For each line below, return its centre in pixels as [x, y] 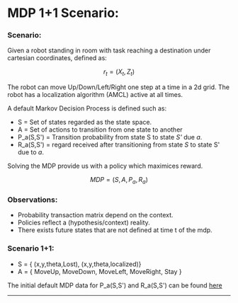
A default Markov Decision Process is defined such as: [87, 108]
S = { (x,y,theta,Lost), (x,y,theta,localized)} [79, 264]
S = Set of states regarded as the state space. [85, 122]
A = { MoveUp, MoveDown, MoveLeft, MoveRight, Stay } [100, 271]
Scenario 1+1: [31, 248]
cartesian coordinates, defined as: [57, 58]
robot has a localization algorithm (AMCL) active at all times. [95, 95]
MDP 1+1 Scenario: [63, 13]
